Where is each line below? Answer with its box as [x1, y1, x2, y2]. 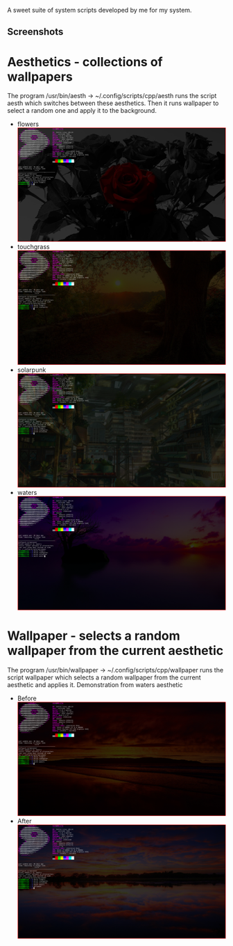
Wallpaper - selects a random [7, 628, 180, 644]
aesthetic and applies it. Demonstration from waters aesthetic [7, 680, 183, 688]
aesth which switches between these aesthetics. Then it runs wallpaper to [7, 99, 219, 107]
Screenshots [7, 26, 64, 38]
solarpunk [17, 365, 46, 374]
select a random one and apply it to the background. [7, 107, 157, 115]
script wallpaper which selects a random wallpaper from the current [7, 673, 201, 681]
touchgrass [17, 243, 50, 251]
